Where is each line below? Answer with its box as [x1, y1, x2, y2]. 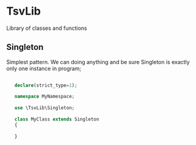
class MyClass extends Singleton [14, 116, 99, 122]
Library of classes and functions [6, 24, 87, 32]
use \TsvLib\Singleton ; [14, 105, 75, 111]
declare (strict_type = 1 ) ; [14, 82, 78, 88]
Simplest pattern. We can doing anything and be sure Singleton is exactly [6, 58, 190, 65]
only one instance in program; [6, 65, 82, 72]
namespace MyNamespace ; [14, 93, 75, 100]
